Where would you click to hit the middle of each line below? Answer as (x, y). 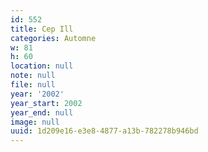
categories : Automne (53, 38)
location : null (42, 66)
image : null (35, 122)
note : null (33, 76)
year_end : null (42, 112)
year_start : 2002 (46, 103)
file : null (33, 85)
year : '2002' (37, 94)
